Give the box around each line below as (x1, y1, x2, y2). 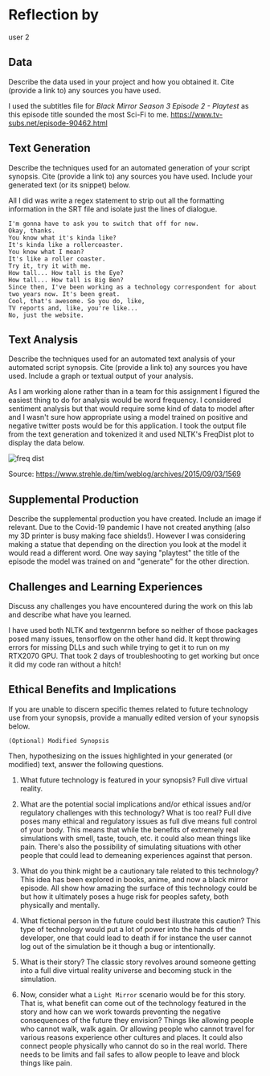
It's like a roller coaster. (8, 255, 106, 263)
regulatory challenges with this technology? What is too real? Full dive (19, 807, 252, 817)
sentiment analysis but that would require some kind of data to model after (8, 404, 255, 413)
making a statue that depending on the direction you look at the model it (8, 540, 247, 549)
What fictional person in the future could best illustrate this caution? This (19, 915, 261, 926)
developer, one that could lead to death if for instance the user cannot (19, 933, 252, 943)
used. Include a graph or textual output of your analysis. (8, 372, 194, 381)
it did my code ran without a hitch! (8, 659, 121, 669)
